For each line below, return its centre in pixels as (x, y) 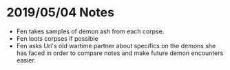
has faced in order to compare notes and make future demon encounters (120, 53)
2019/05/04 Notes (61, 13)
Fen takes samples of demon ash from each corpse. (90, 31)
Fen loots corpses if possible (57, 38)
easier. (26, 60)
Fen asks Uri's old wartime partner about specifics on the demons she (116, 46)
